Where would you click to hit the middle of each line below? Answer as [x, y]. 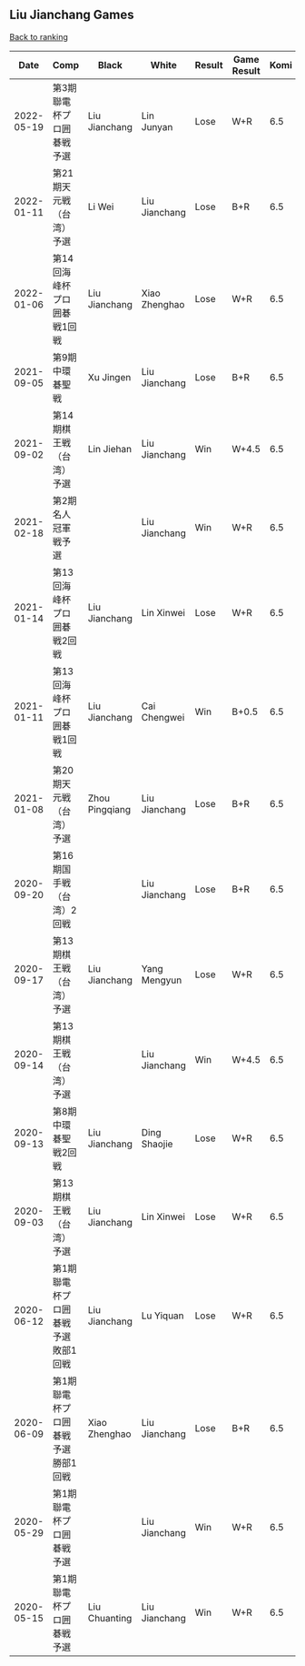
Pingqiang [109, 809]
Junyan [157, 126]
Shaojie [157, 1144]
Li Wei [101, 207]
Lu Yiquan [162, 1316]
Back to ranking [39, 36]
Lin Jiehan [110, 449]
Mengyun [162, 980]
